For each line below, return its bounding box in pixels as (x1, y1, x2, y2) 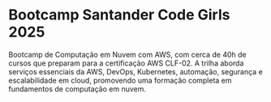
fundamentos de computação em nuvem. (8, 83, 147, 94)
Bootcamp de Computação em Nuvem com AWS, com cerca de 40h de (8, 49, 247, 59)
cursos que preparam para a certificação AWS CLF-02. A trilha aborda (8, 58, 244, 68)
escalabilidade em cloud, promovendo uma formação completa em (8, 75, 233, 85)
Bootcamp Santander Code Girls (8, 6, 230, 24)
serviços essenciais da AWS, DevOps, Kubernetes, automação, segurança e (8, 66, 264, 76)
